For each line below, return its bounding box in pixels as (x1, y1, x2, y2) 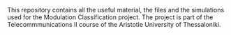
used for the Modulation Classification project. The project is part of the (7, 13, 214, 21)
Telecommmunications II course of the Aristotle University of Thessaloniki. (7, 21, 221, 28)
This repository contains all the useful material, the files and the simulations (7, 6, 225, 14)
